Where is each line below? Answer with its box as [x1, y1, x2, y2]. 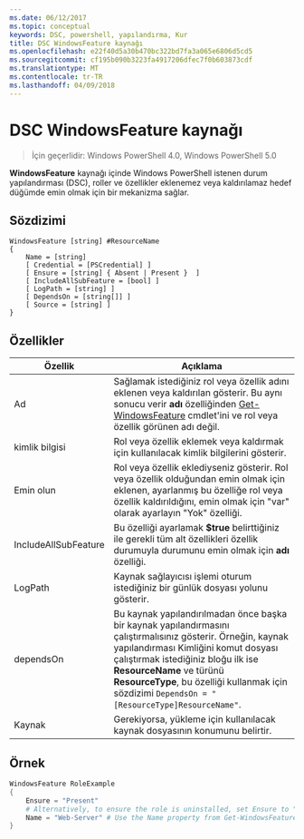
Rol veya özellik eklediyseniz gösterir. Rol [113, 462, 289, 474]
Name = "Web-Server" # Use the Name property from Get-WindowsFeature [25, 813, 298, 822]
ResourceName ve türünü [113, 664, 224, 677]
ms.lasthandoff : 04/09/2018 [9, 81, 116, 90]
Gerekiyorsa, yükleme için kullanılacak [113, 713, 276, 726]
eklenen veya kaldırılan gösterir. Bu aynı [113, 386, 283, 399]
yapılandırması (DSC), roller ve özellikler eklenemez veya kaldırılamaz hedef [9, 177, 292, 188]
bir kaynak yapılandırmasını [113, 619, 230, 631]
